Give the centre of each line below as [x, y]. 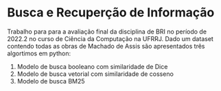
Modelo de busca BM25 [51, 81]
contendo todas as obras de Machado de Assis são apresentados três [106, 46]
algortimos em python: [39, 53]
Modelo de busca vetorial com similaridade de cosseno [95, 74]
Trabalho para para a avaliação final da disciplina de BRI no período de [107, 31]
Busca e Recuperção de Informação [111, 13]
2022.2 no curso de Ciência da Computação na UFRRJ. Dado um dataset [110, 38]
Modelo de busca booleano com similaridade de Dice [92, 66]
